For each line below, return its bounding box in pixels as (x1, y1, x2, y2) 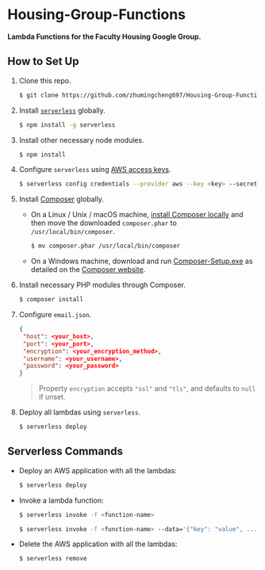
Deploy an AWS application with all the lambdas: (18, 465, 178, 475)
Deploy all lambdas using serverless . (18, 407, 140, 417)
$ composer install (18, 296, 84, 304)
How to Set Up (7, 55, 79, 68)
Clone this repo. (18, 75, 71, 85)
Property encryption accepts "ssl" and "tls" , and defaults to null (38, 384, 256, 393)
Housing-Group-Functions (7, 6, 186, 24)
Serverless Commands (7, 445, 124, 458)
